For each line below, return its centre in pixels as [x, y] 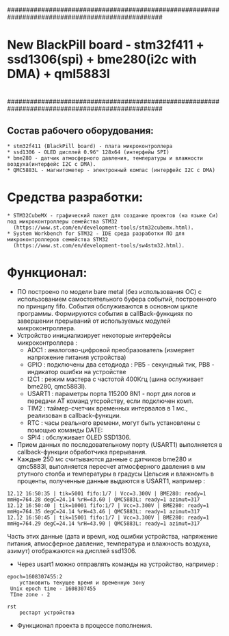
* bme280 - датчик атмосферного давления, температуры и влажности [105, 158]
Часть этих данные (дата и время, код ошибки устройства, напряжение [112, 537]
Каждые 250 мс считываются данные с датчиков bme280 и [104, 459]
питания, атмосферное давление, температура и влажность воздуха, [109, 543]
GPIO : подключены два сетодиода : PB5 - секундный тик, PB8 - [121, 365]
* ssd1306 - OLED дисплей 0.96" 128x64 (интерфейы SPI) [88, 152]
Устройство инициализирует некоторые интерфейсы [94, 336]
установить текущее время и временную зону [82, 583]
